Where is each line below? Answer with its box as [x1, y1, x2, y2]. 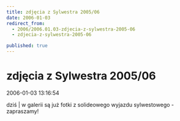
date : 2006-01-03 [6, 15, 51, 21]
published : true [6, 43, 48, 49]
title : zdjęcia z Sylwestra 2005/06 [6, 9, 100, 15]
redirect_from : [6, 20, 45, 26]
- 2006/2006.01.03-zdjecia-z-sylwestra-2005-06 [12, 26, 136, 32]
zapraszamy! [6, 108, 39, 115]
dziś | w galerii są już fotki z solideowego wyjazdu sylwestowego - [6, 101, 174, 108]
